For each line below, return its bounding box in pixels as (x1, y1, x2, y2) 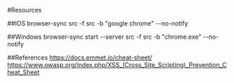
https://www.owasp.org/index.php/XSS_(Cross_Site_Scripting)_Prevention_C (7, 61, 227, 68)
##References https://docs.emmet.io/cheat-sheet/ (7, 53, 152, 62)
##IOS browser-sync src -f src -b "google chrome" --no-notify (7, 19, 189, 27)
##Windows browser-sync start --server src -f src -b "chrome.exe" (7, 33, 202, 41)
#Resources (7, 6, 42, 14)
